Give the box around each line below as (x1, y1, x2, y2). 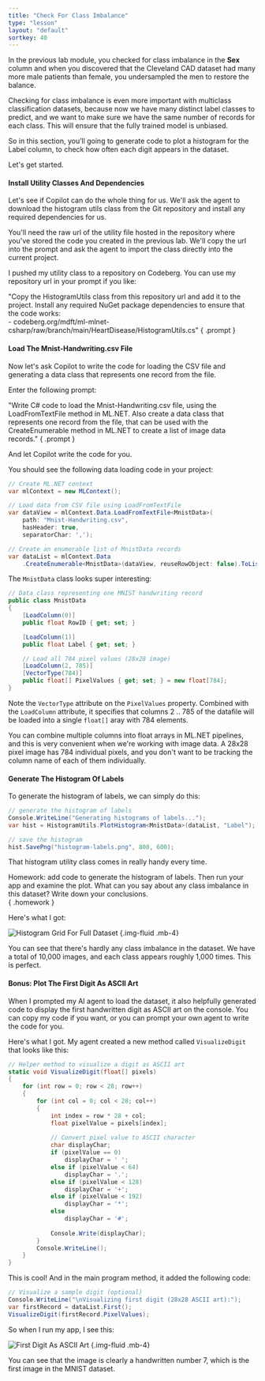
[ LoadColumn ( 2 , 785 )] (22, 662, 93, 670)
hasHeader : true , (22, 523, 80, 532)
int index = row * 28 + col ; (50, 1111, 147, 1119)
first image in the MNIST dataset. (8, 1364, 116, 1373)
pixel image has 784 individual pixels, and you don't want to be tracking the (8, 747, 253, 757)
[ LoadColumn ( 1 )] (22, 633, 77, 641)
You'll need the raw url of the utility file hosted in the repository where (8, 228, 235, 237)
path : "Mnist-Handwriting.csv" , (22, 516, 129, 524)
